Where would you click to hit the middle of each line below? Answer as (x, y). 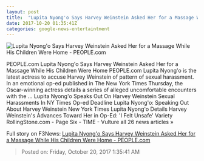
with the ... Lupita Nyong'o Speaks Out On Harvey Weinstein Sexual (90, 96)
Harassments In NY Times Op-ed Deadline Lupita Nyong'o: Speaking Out (98, 103)
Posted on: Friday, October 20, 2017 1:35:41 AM (80, 152)
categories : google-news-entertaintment (58, 29)
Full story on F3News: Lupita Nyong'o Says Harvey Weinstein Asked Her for (101, 134)
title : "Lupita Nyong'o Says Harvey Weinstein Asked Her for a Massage (100, 18)
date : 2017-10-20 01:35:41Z (42, 23)
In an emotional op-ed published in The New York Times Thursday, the (95, 84)
